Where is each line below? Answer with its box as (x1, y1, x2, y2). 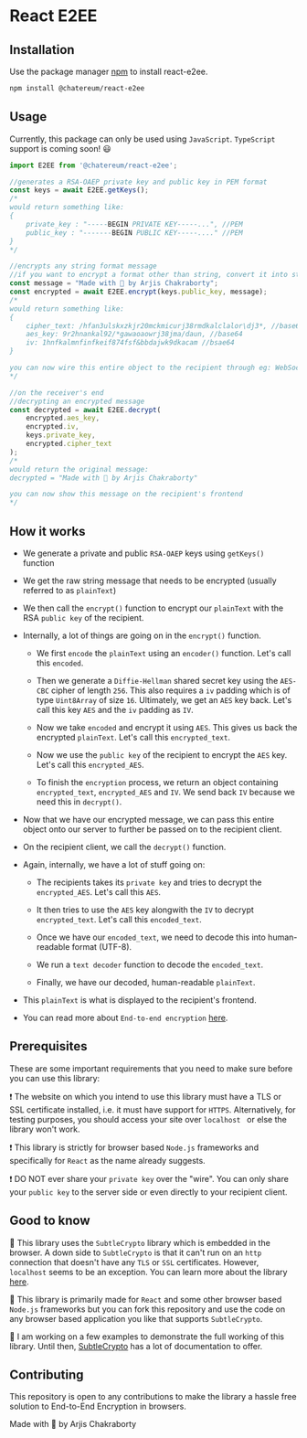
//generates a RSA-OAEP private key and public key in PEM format (9, 177, 268, 186)
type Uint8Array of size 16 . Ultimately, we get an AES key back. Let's (36, 695, 292, 705)
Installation (9, 42, 75, 58)
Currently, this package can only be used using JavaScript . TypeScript (9, 133, 276, 144)
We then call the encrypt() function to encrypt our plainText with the (22, 602, 284, 613)
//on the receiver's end (9, 388, 104, 398)
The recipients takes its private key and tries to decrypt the (36, 877, 262, 888)
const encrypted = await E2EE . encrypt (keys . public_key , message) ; (9, 287, 268, 297)
